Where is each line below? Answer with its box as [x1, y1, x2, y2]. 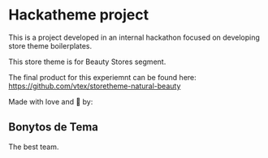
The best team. [8, 142, 59, 152]
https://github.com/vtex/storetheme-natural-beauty [8, 81, 181, 91]
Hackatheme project [8, 6, 149, 24]
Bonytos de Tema [8, 120, 99, 135]
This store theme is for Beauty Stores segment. [8, 57, 166, 66]
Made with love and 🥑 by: [8, 96, 93, 106]
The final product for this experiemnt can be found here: [8, 72, 197, 82]
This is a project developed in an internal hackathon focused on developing [8, 32, 260, 42]
